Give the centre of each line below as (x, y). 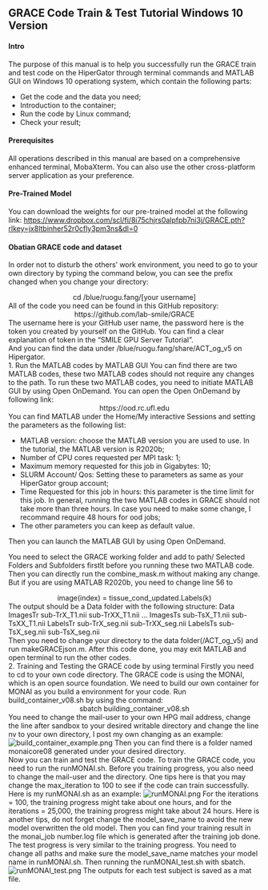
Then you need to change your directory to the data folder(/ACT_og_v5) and (133, 641)
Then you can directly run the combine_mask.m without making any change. (134, 574)
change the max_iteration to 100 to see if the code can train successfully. (129, 786)
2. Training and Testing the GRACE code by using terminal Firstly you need (131, 666)
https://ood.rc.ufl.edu (134, 408)
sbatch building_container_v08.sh (134, 709)
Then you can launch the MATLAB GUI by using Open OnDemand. (117, 541)
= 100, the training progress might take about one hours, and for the (120, 803)
